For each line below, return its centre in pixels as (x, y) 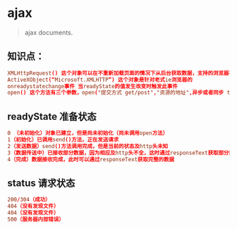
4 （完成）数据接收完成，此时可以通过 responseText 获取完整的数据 (91, 159)
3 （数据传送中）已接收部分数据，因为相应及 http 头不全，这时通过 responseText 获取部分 (118, 153)
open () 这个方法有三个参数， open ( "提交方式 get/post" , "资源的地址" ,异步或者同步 (116, 93)
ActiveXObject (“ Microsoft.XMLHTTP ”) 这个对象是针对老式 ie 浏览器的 (100, 80)
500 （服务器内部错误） (36, 219)
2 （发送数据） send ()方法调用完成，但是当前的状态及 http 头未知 (88, 146)
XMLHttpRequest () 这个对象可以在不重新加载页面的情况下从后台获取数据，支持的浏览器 (118, 73)
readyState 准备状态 (52, 117)
